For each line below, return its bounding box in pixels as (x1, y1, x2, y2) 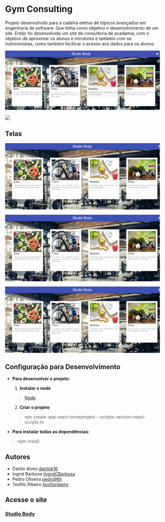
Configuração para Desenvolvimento (5, 363, 121, 371)
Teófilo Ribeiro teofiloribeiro (12, 482, 69, 487)
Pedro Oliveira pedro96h (12, 476, 62, 482)
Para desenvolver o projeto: (12, 376, 70, 382)
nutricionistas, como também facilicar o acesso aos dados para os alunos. (5, 40, 156, 46)
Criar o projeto (19, 405, 50, 410)
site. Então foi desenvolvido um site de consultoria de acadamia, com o (5, 30, 149, 36)
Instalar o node (19, 385, 51, 391)
